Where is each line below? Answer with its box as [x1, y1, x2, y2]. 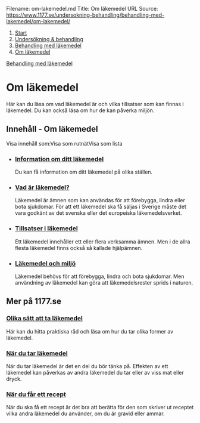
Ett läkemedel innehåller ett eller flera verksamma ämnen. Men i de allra [14, 238, 190, 245]
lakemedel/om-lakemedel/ [6, 18, 70, 24]
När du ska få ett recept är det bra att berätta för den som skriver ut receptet [6, 404, 194, 411]
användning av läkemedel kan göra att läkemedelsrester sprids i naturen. [14, 279, 193, 286]
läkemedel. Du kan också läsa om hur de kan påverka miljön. [6, 107, 155, 114]
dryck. [6, 375, 22, 382]
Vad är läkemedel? [14, 183, 70, 192]
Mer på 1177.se [6, 297, 61, 307]
